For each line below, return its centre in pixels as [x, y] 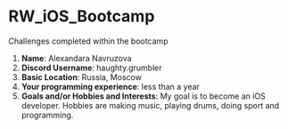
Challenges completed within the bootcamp [88, 41]
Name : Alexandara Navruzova [76, 58]
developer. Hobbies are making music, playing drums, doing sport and [150, 105]
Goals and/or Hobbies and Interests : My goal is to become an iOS [144, 96]
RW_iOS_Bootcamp [82, 16]
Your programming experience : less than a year [110, 86]
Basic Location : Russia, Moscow [81, 77]
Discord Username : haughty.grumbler [91, 68]
